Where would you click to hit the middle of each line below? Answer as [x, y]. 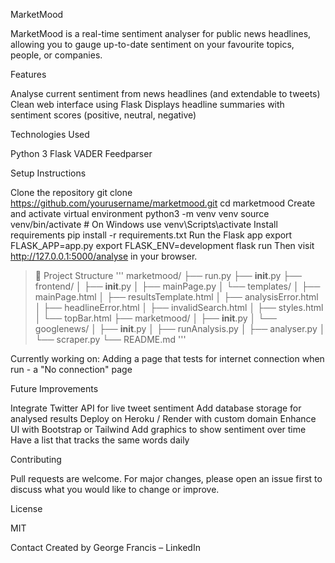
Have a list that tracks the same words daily [100, 440]
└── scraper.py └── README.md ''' [110, 339]
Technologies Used [50, 134]
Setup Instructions [48, 173]
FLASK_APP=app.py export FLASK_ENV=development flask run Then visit [162, 245]
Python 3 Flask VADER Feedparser [81, 153]
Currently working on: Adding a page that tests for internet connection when [167, 358]
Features [28, 74]
